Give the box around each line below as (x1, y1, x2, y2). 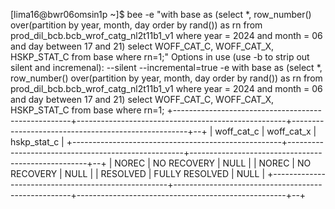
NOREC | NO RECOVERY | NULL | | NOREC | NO (114, 157, 312, 169)
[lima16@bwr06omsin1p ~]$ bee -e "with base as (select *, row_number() (10, 9, 312, 20)
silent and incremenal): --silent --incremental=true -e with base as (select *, (10, 62, 323, 73)
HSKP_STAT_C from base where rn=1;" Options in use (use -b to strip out (10, 51, 310, 63)
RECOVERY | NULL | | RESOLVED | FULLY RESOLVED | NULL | (10, 168, 266, 179)
